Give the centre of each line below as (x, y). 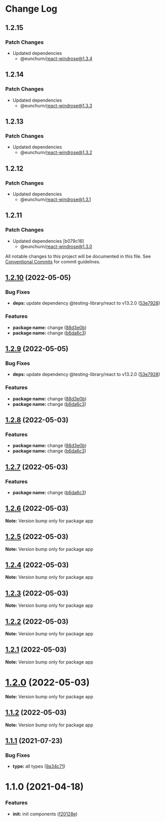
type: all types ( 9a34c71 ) (39, 767)
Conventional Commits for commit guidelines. (53, 261)
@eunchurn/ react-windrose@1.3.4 (56, 58)
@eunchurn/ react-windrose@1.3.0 (56, 246)
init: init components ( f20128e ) (45, 814)
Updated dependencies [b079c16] (48, 241)
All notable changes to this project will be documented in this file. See (78, 256)
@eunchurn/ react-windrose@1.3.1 (56, 199)
